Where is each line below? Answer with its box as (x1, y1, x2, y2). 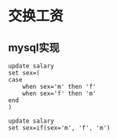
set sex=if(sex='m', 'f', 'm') (8, 124, 111, 132)
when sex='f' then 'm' (22, 90, 97, 97)
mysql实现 (8, 41, 60, 54)
